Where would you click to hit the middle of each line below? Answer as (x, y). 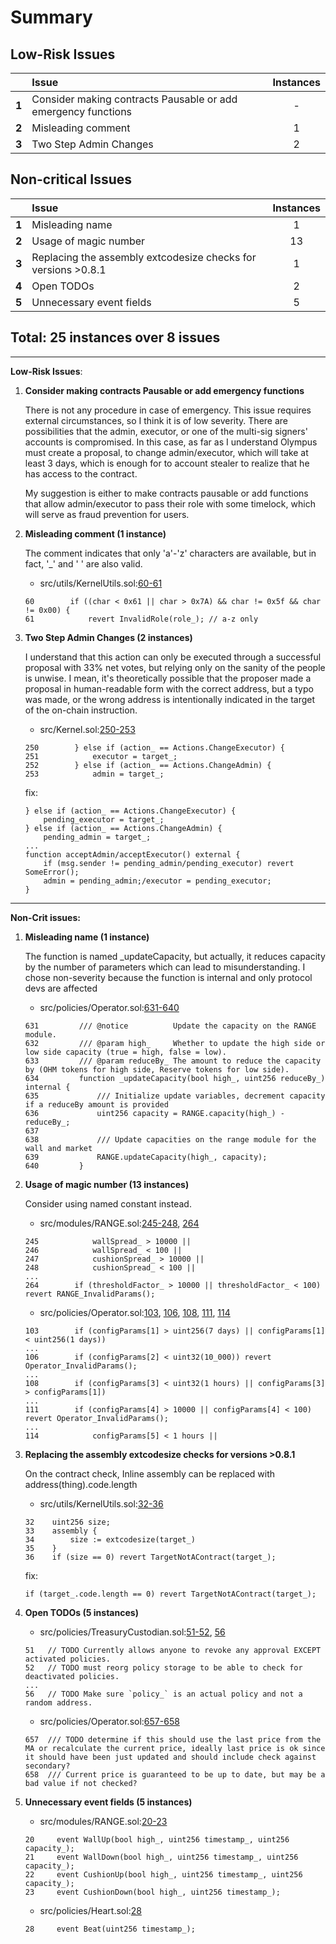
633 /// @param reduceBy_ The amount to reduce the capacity (173, 1061)
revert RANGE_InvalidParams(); (90, 1294)
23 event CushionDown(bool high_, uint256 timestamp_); (152, 1892)
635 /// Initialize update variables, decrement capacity (175, 1096)
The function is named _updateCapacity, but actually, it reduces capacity (175, 956)
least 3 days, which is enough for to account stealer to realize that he (167, 463)
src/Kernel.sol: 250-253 (87, 729)
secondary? (47, 1766)
